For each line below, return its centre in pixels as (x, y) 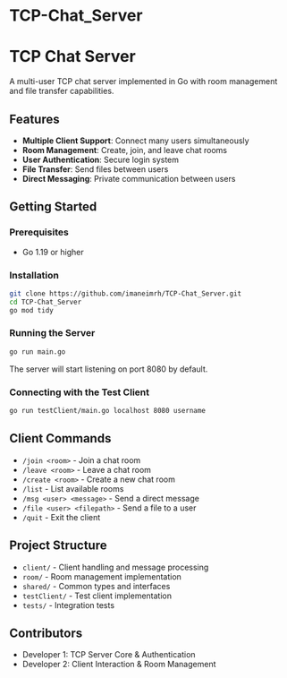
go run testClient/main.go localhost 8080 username (107, 411)
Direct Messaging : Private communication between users (129, 178)
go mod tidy (31, 310)
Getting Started (53, 207)
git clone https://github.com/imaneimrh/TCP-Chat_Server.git (126, 293)
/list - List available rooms (73, 488)
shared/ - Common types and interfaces (96, 586)
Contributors (46, 633)
